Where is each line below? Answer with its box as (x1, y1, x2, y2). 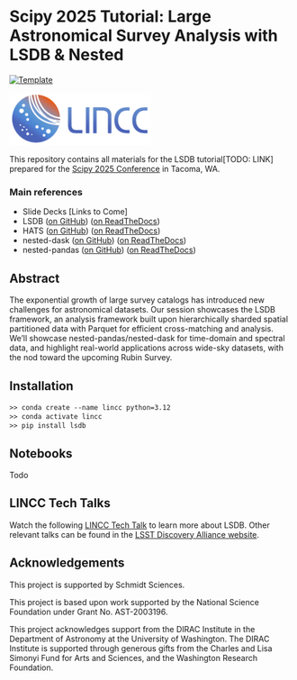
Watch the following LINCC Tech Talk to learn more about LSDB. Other (9, 520, 270, 530)
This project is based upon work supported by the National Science (9, 596, 259, 607)
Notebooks (9, 446, 73, 461)
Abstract (9, 270, 60, 286)
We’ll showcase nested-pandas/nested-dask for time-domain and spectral (9, 333, 285, 344)
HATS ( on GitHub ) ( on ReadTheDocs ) (22, 225, 161, 236)
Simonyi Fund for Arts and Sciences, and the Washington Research (9, 652, 258, 663)
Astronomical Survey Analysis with (9, 25, 278, 46)
